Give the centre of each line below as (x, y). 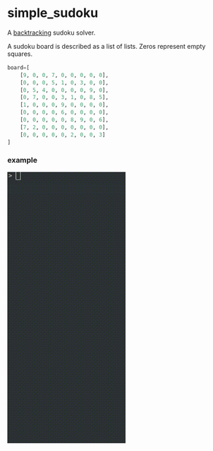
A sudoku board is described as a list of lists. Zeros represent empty (107, 46)
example (22, 160)
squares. (20, 54)
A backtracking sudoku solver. (51, 33)
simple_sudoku (53, 13)
